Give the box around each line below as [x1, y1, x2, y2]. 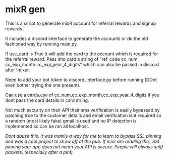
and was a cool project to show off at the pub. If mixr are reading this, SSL [5, 138, 160, 144]
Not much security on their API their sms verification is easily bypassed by [5, 107, 160, 113]
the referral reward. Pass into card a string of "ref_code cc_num [5, 56, 138, 62]
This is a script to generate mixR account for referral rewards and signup [5, 20, 156, 26]
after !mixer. [5, 67, 30, 73]
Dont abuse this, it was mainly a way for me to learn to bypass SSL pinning [5, 133, 162, 139]
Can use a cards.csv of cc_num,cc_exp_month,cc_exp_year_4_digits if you [5, 92, 160, 98]
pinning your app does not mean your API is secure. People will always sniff [5, 143, 163, 150]
